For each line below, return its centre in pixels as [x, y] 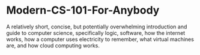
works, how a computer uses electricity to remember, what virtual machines [100, 39]
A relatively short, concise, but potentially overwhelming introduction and [97, 27]
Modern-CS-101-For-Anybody [83, 10]
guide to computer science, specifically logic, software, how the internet [96, 33]
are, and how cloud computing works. [53, 46]
